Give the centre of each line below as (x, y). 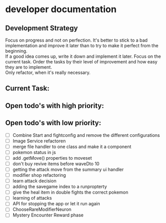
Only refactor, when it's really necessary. (48, 72)
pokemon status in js (34, 152)
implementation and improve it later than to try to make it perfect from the (82, 46)
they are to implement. (29, 67)
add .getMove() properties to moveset (52, 158)
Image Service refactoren (39, 141)
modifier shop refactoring (39, 175)
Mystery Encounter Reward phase (48, 215)
